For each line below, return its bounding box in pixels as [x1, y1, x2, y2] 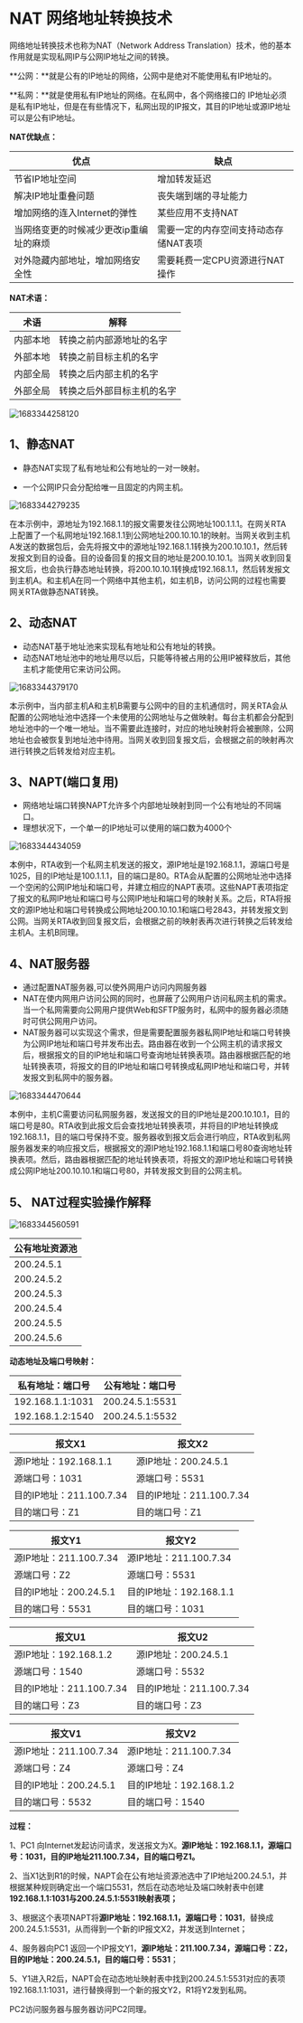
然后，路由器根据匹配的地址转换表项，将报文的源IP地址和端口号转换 [40, 1154, 293, 1165]
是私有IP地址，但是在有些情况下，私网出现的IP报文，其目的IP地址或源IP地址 [9, 100, 291, 111]
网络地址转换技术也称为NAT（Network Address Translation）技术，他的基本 [9, 40, 291, 51]
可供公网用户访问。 [30, 1016, 102, 1027]
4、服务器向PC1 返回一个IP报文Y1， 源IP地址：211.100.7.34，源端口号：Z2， [9, 1943, 293, 1953]
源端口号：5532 [135, 1665, 206, 1678]
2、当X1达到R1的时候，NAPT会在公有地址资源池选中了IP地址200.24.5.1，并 [9, 1870, 288, 1881]
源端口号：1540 [14, 1665, 83, 1678]
